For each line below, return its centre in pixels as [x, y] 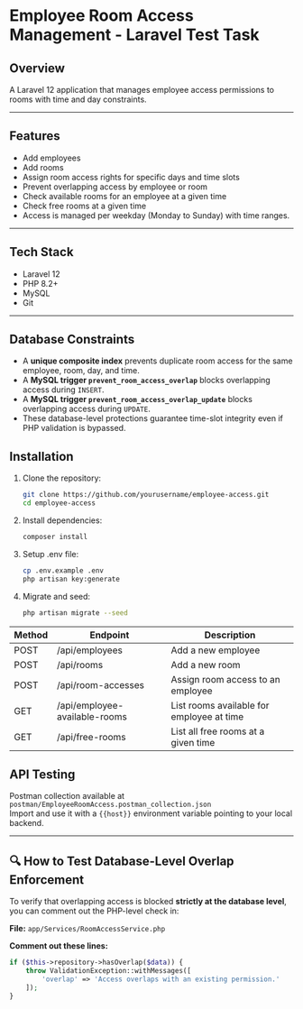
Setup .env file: [50, 554]
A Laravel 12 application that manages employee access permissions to [142, 90]
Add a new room [206, 665]
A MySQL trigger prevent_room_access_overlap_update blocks [137, 399]
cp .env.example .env [63, 570]
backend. [27, 823]
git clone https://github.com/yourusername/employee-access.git [146, 495]
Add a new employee [216, 650]
